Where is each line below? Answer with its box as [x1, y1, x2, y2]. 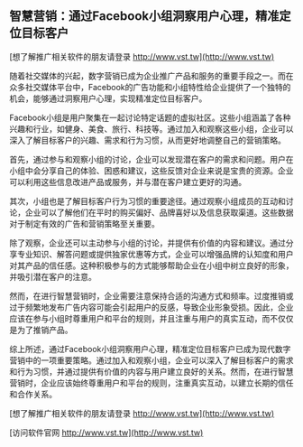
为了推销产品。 [16, 324, 73, 335]
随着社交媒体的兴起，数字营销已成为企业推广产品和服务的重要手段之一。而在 [9, 70, 294, 81]
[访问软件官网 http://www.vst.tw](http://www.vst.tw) [9, 427, 204, 438]
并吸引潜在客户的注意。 [9, 271, 96, 282]
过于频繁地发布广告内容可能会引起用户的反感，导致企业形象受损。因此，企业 [9, 302, 294, 312]
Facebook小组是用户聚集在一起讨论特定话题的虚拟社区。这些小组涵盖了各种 [9, 112, 291, 123]
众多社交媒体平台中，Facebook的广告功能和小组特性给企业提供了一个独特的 [9, 81, 291, 92]
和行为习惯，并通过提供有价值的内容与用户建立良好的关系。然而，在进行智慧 [9, 366, 294, 377]
